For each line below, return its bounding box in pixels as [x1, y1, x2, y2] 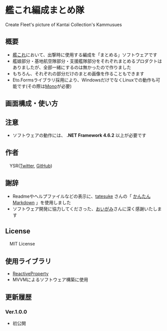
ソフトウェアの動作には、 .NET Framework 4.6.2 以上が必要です [12, 132, 146, 138]
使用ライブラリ [5, 257, 52, 266]
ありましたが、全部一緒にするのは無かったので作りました [12, 64, 131, 70]
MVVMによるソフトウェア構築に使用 [12, 277, 89, 283]
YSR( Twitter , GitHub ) [9, 162, 53, 169]
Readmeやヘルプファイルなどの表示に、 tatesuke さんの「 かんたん [12, 193, 151, 199]
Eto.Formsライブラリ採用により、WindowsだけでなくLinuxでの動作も [12, 76, 156, 83]
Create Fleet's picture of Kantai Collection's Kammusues [5, 21, 122, 28]
